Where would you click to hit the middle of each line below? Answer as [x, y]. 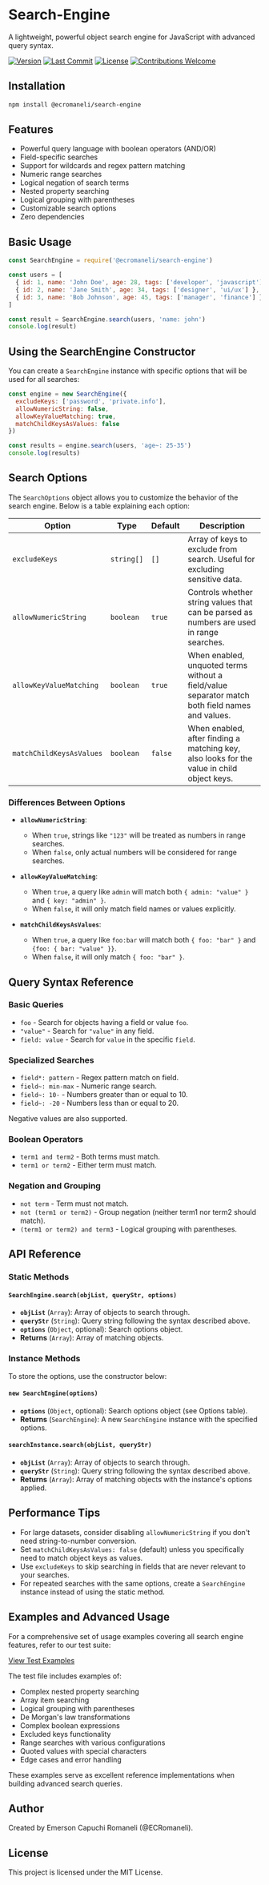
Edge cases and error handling [70, 1759]
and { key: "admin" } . [69, 900]
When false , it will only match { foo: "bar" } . [108, 957]
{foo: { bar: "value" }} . [74, 949]
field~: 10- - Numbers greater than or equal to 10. [104, 1095]
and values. [209, 715]
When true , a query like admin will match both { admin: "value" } [140, 892]
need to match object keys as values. [81, 1557]
